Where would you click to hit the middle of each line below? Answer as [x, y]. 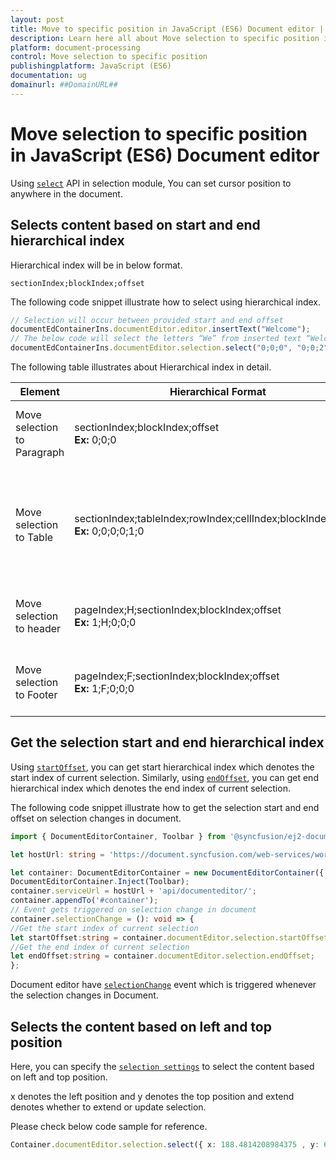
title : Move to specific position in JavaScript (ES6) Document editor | [167, 29]
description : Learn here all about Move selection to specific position [165, 38]
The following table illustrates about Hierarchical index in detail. [141, 367]
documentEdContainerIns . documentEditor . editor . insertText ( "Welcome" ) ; [160, 329]
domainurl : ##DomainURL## [64, 85]
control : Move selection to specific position [109, 57]
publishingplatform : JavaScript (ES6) [91, 66]
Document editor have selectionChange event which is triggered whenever [163, 985]
